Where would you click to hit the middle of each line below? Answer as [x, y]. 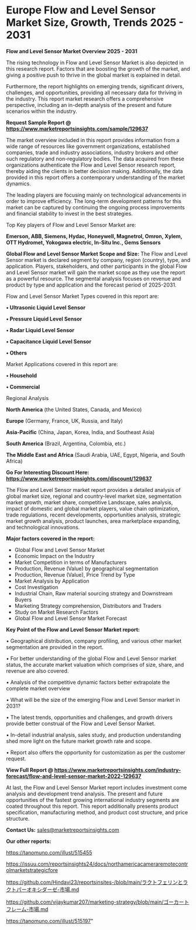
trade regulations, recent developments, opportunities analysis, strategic [94, 515]
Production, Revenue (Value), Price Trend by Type [75, 574]
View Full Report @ [30, 770]
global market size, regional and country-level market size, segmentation [94, 496]
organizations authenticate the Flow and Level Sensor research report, [91, 165]
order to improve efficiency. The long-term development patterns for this [94, 201]
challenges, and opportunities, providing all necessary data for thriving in [94, 92]
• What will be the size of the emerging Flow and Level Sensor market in [93, 700]
